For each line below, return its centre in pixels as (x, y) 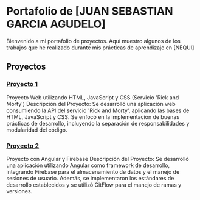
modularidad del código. (37, 130)
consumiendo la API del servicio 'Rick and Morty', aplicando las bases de (98, 110)
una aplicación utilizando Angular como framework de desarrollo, (88, 165)
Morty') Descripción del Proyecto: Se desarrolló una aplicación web (91, 104)
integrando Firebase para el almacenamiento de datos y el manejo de (93, 171)
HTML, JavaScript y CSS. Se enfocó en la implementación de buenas (93, 116)
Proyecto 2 (23, 146)
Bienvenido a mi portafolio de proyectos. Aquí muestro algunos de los (93, 41)
